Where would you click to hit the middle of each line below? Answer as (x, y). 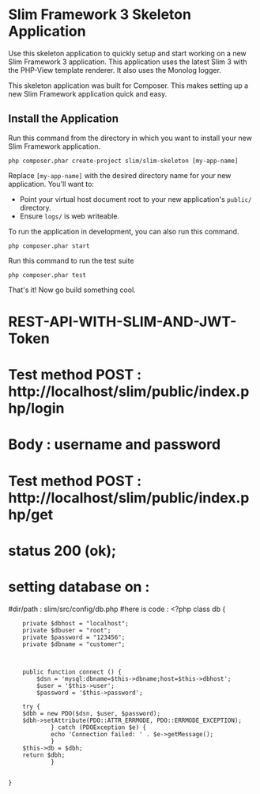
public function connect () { (72, 672)
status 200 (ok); (62, 551)
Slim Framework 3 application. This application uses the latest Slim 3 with (128, 62)
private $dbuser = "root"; (67, 630)
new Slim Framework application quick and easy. (88, 93)
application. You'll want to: (51, 184)
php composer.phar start (49, 246)
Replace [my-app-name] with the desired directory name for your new (120, 175)
